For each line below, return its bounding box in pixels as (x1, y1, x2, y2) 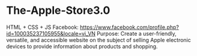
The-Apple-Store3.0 (6, 4, 111, 17)
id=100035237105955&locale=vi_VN (6, 30, 96, 37)
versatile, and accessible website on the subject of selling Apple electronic (6, 36, 191, 43)
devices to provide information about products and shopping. (6, 43, 158, 50)
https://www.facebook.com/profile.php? (80, 23, 179, 31)
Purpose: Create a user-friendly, (97, 30, 177, 37)
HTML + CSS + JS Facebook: (6, 23, 79, 31)
